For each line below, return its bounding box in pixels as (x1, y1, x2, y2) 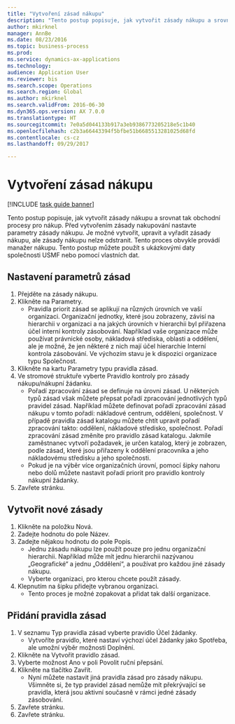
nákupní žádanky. (27, 476, 79, 484)
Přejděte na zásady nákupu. (17, 289, 98, 298)
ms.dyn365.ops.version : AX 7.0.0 (7, 108, 105, 115)
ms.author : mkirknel (7, 95, 68, 102)
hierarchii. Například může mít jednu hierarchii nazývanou (27, 552, 194, 561)
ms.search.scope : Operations (7, 82, 92, 89)
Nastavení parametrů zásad (7, 271, 131, 283)
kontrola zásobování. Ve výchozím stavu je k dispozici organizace (27, 349, 218, 357)
